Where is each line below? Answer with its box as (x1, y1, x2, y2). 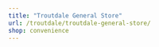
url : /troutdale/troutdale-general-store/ (8, 19, 151, 27)
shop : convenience (8, 26, 69, 34)
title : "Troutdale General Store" (8, 11, 123, 20)
